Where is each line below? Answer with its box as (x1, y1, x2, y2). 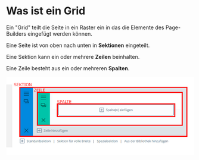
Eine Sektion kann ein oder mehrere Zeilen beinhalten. (6, 53, 140, 60)
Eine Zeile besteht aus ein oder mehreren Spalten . (6, 64, 130, 72)
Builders (6, 30, 27, 37)
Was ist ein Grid (6, 4, 86, 18)
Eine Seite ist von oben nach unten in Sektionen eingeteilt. (6, 42, 150, 49)
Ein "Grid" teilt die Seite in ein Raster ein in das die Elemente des (6, 24, 164, 31)
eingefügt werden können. (27, 30, 92, 37)
